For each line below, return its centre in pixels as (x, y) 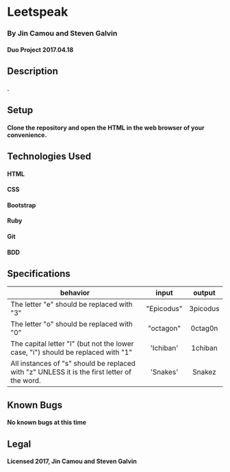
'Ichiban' (164, 348)
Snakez (205, 372)
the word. (26, 381)
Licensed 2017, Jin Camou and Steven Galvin (72, 461)
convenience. (27, 135)
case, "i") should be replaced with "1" (71, 352)
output (204, 293)
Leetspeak (38, 12)
